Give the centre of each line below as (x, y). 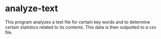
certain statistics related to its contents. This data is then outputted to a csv (81, 27)
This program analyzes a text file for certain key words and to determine (78, 22)
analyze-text (31, 9)
